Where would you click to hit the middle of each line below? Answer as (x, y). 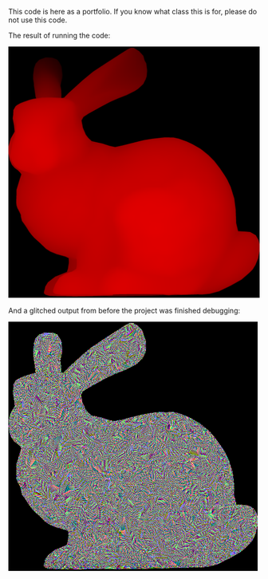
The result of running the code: (59, 35)
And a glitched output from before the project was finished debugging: (124, 311)
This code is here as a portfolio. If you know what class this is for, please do (133, 12)
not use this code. (38, 20)
